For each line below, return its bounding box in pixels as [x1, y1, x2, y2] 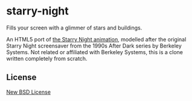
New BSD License [6, 88, 51, 96]
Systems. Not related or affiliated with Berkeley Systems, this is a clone [6, 48, 183, 55]
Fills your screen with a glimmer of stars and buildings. [6, 24, 142, 31]
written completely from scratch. [6, 55, 88, 62]
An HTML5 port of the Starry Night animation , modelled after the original [6, 35, 187, 43]
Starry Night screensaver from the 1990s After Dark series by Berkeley [6, 42, 182, 49]
